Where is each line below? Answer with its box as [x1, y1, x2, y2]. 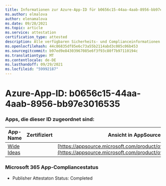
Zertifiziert [26, 131, 53, 138]
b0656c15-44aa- [69, 88, 141, 99]
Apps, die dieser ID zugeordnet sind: [5, 116, 95, 123]
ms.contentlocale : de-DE [5, 58, 56, 62]
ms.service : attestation [5, 30, 56, 35]
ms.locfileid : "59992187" [5, 67, 58, 72]
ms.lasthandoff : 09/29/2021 [5, 62, 63, 67]
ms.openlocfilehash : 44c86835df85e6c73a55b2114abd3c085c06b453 [5, 44, 138, 49]
